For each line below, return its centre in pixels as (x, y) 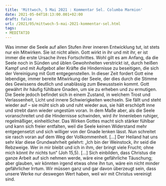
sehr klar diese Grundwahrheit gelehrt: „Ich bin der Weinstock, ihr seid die (81, 142)
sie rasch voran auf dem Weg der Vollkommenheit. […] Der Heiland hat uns (82, 137)
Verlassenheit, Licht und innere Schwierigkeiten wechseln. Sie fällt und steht (83, 100)
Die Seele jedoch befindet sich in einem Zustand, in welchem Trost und (78, 94)
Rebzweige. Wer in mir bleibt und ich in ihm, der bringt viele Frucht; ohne (80, 147)
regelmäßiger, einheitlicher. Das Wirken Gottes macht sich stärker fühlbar (80, 121)
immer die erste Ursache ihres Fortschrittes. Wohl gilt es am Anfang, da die (82, 57)
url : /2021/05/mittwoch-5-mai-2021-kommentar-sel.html (63, 24)
